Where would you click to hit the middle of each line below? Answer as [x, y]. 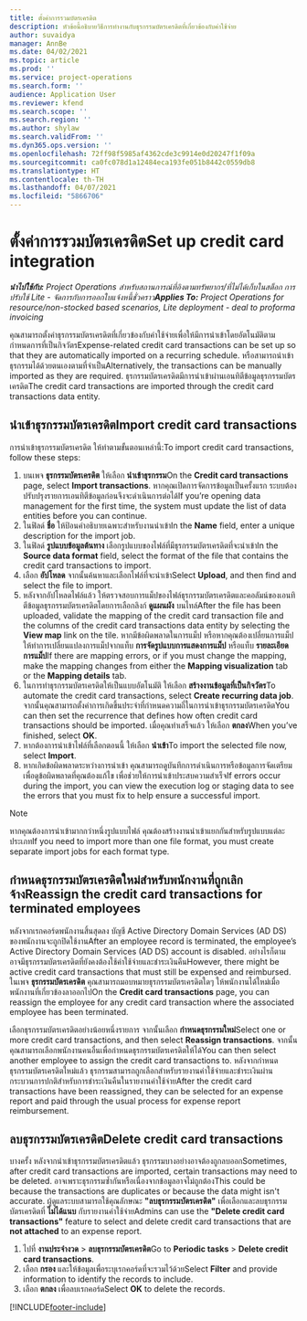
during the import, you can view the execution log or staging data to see [158, 786]
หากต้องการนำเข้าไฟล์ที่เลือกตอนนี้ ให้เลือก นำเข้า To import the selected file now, [155, 745]
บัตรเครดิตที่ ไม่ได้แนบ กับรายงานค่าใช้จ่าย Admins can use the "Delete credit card [147, 1211]
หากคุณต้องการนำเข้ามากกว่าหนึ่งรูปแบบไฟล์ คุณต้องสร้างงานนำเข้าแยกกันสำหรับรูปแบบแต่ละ [148, 830]
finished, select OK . [60, 735]
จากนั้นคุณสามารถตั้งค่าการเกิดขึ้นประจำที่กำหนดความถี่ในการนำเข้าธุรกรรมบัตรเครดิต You [156, 705]
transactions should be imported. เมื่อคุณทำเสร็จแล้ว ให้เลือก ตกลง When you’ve [160, 725]
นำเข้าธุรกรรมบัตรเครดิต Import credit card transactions [153, 425]
